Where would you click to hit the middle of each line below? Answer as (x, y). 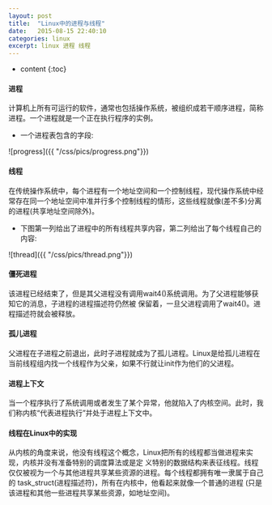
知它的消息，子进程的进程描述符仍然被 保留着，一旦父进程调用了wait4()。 (131, 303)
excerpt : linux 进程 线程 (50, 46)
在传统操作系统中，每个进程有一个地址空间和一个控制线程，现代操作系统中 (132, 190)
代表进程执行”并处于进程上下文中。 (98, 413)
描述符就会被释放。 (47, 313)
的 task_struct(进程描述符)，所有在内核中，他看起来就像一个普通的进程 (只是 (136, 483)
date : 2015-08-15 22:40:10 (57, 31)
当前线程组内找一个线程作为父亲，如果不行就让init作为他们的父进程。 (123, 363)
